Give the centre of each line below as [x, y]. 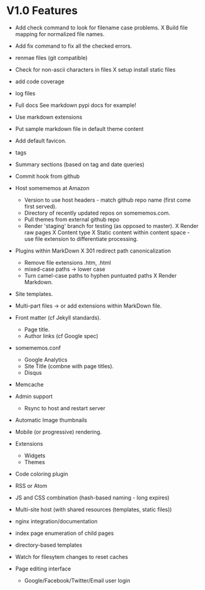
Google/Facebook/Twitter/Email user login [77, 580]
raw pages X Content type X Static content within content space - [107, 232]
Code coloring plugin [41, 474]
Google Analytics [46, 360]
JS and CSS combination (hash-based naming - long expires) [92, 497]
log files [25, 93]
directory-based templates [49, 545]
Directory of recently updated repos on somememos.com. [97, 213]
